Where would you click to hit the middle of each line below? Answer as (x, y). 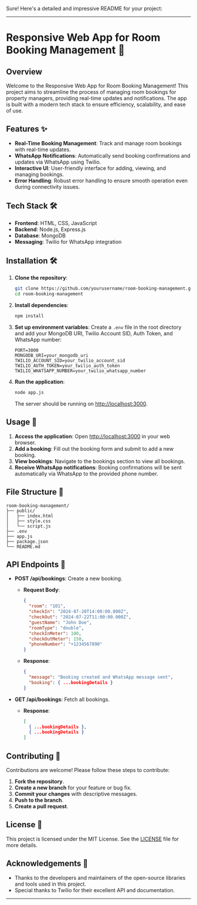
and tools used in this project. (50, 884)
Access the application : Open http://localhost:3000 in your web (92, 436)
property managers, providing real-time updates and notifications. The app (97, 98)
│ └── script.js (28, 526)
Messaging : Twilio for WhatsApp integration (68, 241)
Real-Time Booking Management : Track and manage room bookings (98, 143)
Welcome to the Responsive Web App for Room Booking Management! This (97, 86)
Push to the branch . (39, 800)
